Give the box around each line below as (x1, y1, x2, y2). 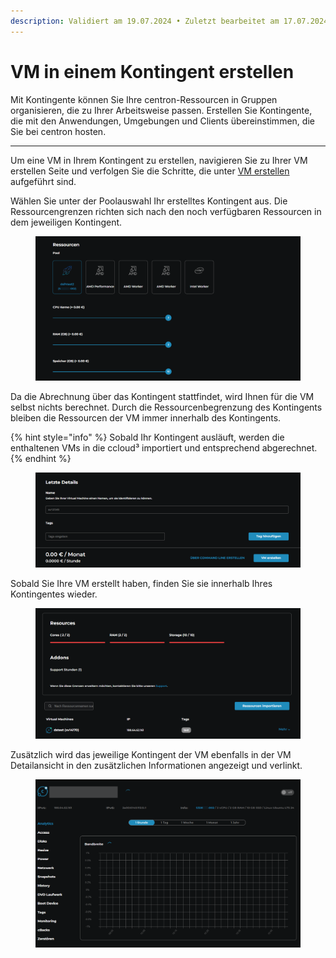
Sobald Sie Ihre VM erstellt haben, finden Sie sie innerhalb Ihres (10, 577, 273, 589)
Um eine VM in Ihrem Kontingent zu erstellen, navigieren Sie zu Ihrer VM (10, 154, 308, 166)
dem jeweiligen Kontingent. (10, 216, 123, 228)
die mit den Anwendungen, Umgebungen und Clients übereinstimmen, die (10, 115, 315, 127)
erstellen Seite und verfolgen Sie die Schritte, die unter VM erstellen (10, 165, 290, 177)
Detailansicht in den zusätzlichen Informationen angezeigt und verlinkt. (10, 759, 303, 771)
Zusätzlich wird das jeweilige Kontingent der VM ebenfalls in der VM (10, 748, 292, 760)
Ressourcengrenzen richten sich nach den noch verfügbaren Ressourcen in (10, 205, 322, 217)
